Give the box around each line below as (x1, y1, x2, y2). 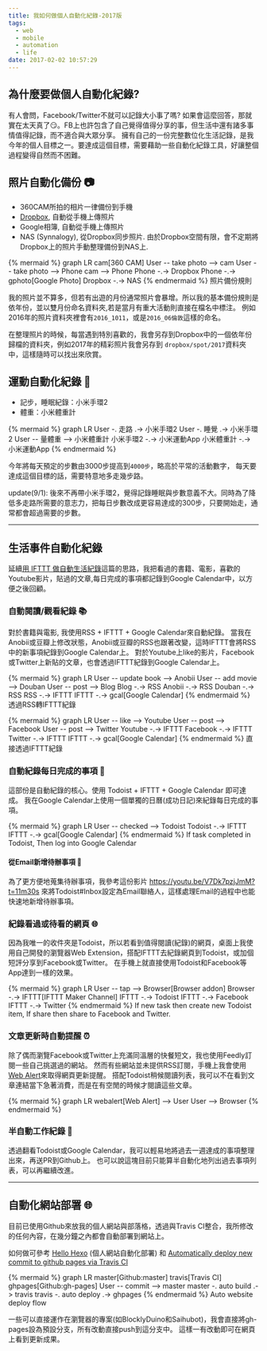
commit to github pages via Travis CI (8, 1257, 129, 1267)
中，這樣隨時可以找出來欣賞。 (8, 349, 106, 359)
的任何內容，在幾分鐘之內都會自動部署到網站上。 (8, 1231, 168, 1240)
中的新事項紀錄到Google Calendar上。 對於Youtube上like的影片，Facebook (8, 647, 254, 658)
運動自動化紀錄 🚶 (8, 375, 91, 388)
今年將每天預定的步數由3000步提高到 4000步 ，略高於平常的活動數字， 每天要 (8, 461, 257, 471)
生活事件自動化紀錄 (8, 541, 103, 555)
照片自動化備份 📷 (8, 176, 95, 190)
